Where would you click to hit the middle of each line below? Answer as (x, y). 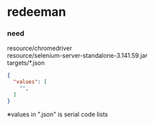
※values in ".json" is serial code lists (58, 114)
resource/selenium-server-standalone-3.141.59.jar (77, 56)
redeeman (37, 12)
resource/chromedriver (40, 48)
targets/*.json (26, 63)
